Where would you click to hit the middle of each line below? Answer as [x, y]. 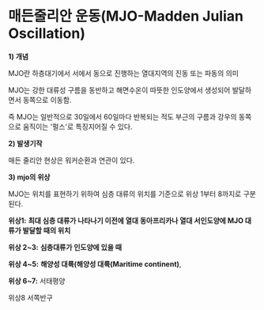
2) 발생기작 [25, 143]
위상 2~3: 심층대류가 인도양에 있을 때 [65, 247]
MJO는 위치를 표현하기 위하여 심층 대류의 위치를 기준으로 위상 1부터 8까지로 [125, 194]
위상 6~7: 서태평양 [37, 281]
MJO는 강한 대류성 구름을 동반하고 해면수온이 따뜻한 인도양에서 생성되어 [119, 90]
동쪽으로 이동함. [47, 100]
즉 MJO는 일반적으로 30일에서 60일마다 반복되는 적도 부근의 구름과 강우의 [123, 116]
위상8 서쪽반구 [30, 297]
